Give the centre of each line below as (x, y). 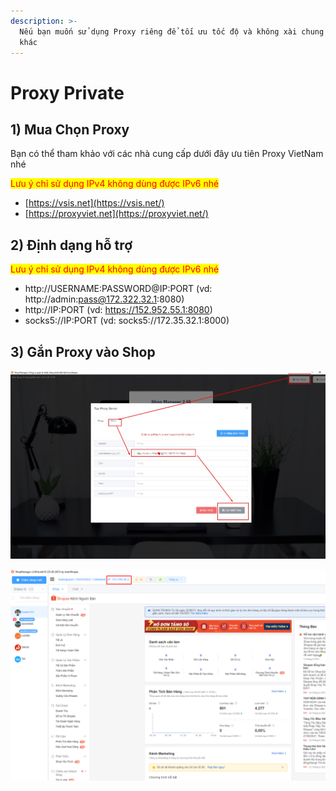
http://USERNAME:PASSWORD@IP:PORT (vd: (118, 289)
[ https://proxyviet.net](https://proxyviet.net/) (116, 214)
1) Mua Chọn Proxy (70, 129)
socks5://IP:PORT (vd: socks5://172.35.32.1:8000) (127, 321)
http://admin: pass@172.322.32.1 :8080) (104, 299)
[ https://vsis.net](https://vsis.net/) (94, 203)
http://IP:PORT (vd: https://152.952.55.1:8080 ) (118, 310)
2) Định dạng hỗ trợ (71, 245)
